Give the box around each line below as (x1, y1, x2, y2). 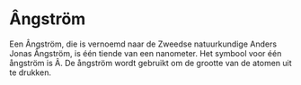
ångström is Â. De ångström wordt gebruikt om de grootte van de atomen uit (9, 57, 292, 68)
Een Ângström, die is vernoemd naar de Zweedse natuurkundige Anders (9, 38, 277, 49)
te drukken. (9, 67, 52, 78)
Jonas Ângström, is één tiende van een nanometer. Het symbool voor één (9, 47, 282, 58)
